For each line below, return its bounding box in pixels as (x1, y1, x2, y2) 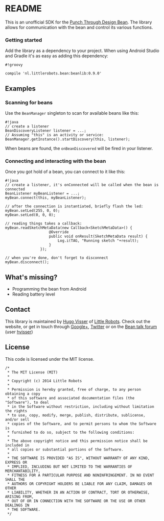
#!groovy (5, 62, 23, 68)
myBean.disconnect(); (5, 260, 49, 265)
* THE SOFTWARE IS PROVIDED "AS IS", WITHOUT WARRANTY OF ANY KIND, (7, 455, 150, 461)
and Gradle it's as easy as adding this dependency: (5, 53, 109, 59)
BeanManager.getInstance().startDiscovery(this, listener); (5, 137, 131, 142)
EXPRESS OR (5, 460, 27, 465)
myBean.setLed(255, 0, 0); (5, 208, 60, 213)
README (5, 3, 42, 14)
